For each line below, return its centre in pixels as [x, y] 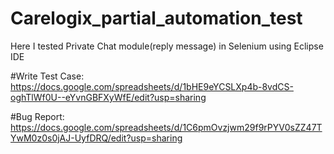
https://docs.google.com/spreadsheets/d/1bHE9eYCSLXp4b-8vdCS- [152, 86]
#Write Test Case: [47, 76]
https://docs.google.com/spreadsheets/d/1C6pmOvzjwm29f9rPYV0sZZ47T [166, 127]
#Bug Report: [37, 116]
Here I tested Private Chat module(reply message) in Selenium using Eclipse [167, 46]
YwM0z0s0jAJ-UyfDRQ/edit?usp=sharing [96, 138]
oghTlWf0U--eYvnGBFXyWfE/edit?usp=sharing [108, 97]
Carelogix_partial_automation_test [156, 18]
